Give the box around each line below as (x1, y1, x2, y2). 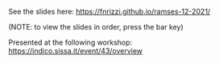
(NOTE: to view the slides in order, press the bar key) (8, 22, 184, 31)
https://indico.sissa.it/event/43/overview (8, 46, 143, 55)
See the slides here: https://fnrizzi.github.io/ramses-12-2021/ (8, 7, 211, 16)
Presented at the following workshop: (8, 37, 133, 47)
